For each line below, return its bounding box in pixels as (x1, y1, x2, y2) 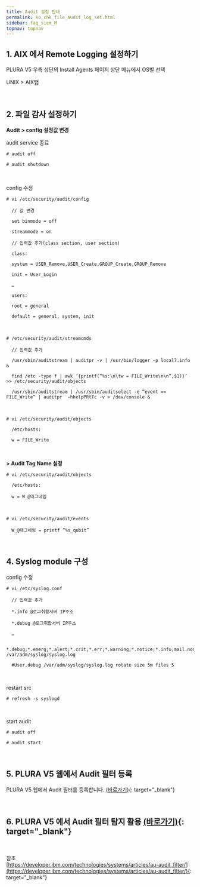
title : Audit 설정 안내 (6, 8, 60, 15)
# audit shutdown (6, 161, 49, 167)
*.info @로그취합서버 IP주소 (11, 609, 74, 615)
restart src (6, 684, 32, 691)
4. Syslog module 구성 (6, 557, 88, 567)
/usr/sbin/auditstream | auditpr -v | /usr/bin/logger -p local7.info (11, 357, 190, 363)
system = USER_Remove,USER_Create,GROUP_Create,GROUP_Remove (11, 261, 167, 267)
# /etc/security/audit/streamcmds (6, 335, 92, 341)
